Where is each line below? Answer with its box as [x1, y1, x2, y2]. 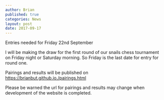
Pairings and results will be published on [5, 69, 88, 75]
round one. [5, 60, 28, 66]
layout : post [5, 21, 32, 26]
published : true [5, 12, 39, 17]
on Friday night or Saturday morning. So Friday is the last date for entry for [5, 54, 159, 60]
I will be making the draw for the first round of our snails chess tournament [5, 49, 159, 55]
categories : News [5, 16, 41, 21]
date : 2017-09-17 [5, 26, 41, 31]
